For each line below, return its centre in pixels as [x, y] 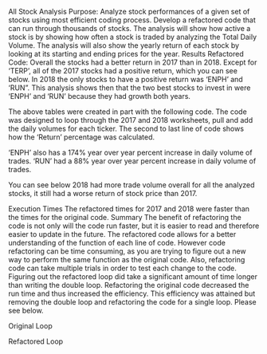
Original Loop [31, 326]
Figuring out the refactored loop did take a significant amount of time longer [133, 277]
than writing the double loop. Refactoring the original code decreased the [129, 285]
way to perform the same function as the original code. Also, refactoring [127, 260]
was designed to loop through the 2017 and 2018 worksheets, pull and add [131, 120]
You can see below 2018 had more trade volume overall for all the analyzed [132, 185]
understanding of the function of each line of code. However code [117, 243]
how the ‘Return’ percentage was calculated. [82, 137]
